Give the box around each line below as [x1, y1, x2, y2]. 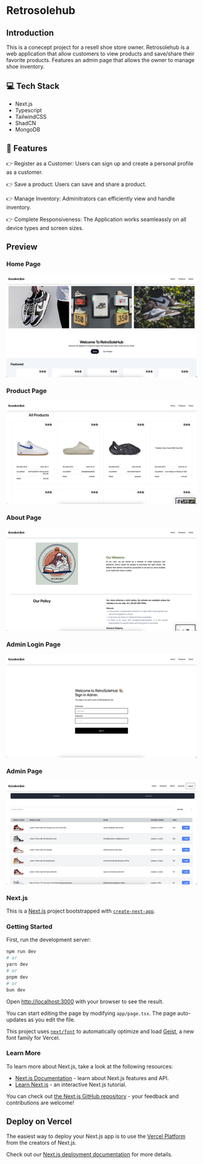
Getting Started [6, 923, 53, 930]
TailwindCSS [14, 113, 47, 120]
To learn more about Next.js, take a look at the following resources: [6, 1063, 173, 1070]
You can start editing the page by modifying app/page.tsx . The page [6, 1009, 176, 1017]
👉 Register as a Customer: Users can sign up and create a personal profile [6, 159, 194, 167]
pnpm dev [6, 974, 28, 980]
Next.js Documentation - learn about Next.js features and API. [14, 1074, 169, 1081]
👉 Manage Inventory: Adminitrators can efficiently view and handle [6, 194, 175, 202]
